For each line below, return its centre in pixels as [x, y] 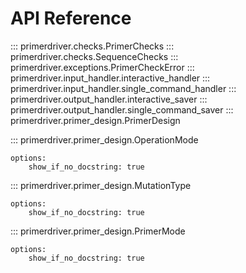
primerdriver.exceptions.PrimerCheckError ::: [102, 67]
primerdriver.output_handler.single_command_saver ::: [122, 109]
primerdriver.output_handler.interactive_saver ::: [109, 99]
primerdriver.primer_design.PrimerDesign [95, 120]
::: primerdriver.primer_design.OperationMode [104, 139]
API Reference [71, 18]
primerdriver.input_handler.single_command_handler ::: [123, 88]
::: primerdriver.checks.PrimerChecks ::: [92, 46]
